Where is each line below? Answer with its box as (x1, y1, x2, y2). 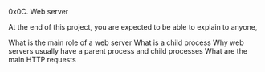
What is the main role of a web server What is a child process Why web (8, 38, 244, 47)
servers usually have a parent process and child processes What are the (8, 46, 247, 55)
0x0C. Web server (8, 7, 69, 16)
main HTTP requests (8, 55, 76, 64)
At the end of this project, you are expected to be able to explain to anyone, (8, 22, 258, 31)
